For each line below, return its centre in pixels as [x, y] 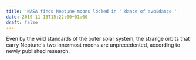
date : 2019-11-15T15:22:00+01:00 [47, 17]
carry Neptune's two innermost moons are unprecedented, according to [93, 45]
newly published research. [38, 51]
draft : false [22, 22]
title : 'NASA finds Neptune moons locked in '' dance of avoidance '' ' [93, 11]
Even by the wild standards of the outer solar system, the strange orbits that [98, 39]
